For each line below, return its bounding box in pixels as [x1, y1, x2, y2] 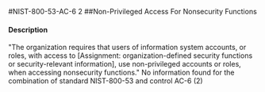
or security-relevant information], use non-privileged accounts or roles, [8, 59, 242, 69]
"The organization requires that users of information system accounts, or [8, 43, 247, 52]
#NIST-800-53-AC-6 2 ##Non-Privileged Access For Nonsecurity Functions [8, 7, 258, 16]
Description [8, 25, 48, 34]
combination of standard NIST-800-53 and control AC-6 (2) [8, 76, 204, 86]
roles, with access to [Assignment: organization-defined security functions [8, 51, 253, 60]
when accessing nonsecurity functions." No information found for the [8, 67, 235, 78]
